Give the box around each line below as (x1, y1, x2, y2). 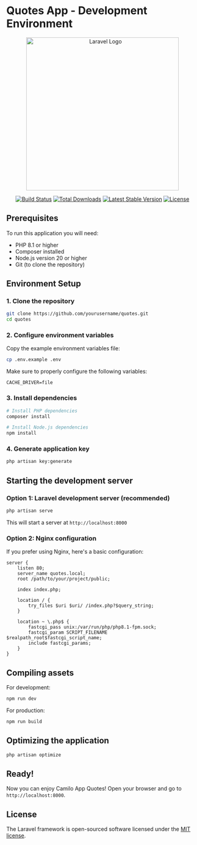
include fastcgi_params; (28, 640, 91, 647)
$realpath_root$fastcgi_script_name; (6, 635, 102, 641)
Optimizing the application (6, 735, 110, 746)
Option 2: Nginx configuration (6, 534, 96, 543)
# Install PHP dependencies (6, 408, 78, 414)
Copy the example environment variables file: (6, 345, 120, 352)
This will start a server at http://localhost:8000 (6, 519, 127, 526)
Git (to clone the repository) (15, 261, 85, 268)
